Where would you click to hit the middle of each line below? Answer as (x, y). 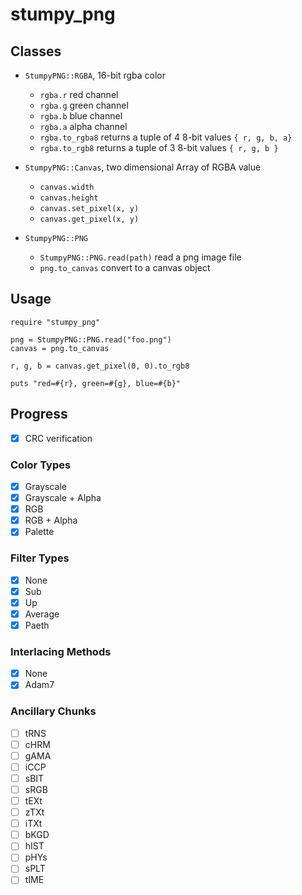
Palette (39, 532)
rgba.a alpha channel (83, 126)
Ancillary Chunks (53, 711)
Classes (36, 51)
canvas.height (69, 198)
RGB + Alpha (51, 520)
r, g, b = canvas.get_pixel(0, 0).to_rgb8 (100, 366)
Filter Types (40, 558)
